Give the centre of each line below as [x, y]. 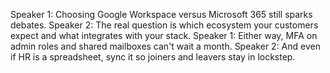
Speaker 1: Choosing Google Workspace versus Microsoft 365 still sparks [161, 14]
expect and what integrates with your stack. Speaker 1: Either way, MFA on [164, 35]
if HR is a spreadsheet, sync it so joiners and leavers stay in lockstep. [153, 57]
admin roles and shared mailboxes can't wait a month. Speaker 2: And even [165, 46]
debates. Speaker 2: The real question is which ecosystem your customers [164, 25]
